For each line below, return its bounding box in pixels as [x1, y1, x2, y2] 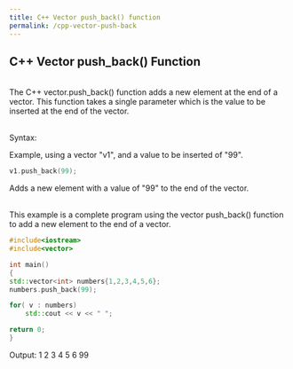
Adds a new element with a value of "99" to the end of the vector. [9, 183, 249, 193]
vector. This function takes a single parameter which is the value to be [9, 97, 266, 107]
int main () [9, 260, 50, 269]
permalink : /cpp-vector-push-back [9, 21, 138, 30]
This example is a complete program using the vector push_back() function [9, 209, 284, 220]
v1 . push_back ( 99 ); [9, 167, 77, 176]
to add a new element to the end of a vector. [9, 219, 171, 230]
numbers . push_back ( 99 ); [9, 285, 98, 294]
